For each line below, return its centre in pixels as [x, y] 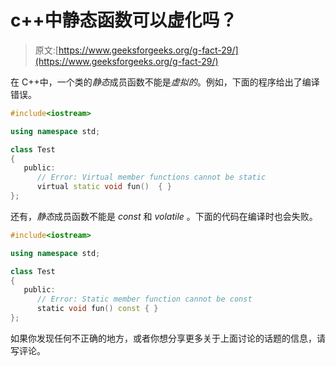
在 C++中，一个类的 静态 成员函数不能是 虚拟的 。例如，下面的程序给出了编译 [165, 82]
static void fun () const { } [97, 309]
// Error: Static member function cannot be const [144, 299]
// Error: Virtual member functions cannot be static [151, 177]
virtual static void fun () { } [104, 187]
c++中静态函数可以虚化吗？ [124, 20]
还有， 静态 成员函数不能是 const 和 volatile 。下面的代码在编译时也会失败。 [164, 216]
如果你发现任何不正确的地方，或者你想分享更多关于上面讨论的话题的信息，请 [168, 338]
